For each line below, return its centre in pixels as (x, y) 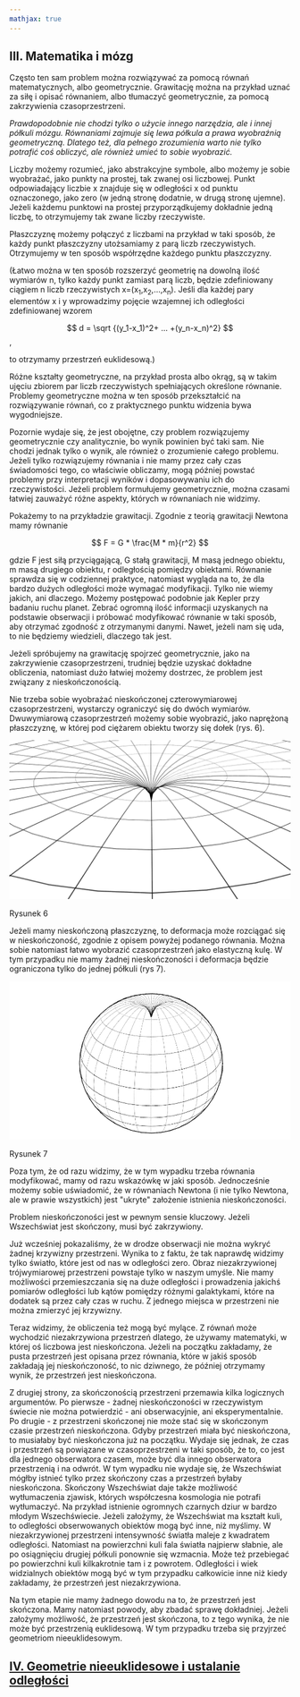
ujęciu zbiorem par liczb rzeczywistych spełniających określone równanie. (146, 386)
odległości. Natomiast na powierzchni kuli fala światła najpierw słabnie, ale (146, 1545)
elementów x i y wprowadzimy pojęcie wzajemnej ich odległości (127, 301)
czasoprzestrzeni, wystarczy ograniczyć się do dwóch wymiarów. (130, 709)
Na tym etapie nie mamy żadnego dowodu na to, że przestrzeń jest (133, 1600)
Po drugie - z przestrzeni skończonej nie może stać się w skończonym (139, 1421)
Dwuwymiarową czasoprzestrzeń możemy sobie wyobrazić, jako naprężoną (149, 718)
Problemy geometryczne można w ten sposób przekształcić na (125, 396)
